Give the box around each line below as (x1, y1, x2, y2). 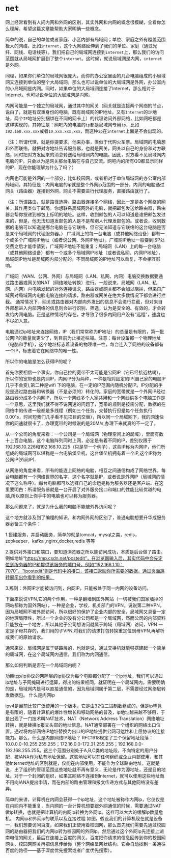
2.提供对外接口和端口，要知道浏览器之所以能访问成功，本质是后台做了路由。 (5, 548, 165, 555)
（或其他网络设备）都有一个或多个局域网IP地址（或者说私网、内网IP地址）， (5, 250, 163, 256)
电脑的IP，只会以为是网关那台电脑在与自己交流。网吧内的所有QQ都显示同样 (5, 158, 164, 164)
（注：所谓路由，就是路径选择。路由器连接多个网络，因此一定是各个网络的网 (5, 199, 166, 205)
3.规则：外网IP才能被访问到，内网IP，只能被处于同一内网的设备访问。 (5, 585, 151, 591)
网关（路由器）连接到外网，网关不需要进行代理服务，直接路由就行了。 (5, 187, 153, 194)
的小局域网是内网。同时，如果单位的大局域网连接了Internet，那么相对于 (5, 85, 156, 91)
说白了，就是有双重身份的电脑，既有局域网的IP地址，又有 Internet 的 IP (5, 108, 153, 115)
